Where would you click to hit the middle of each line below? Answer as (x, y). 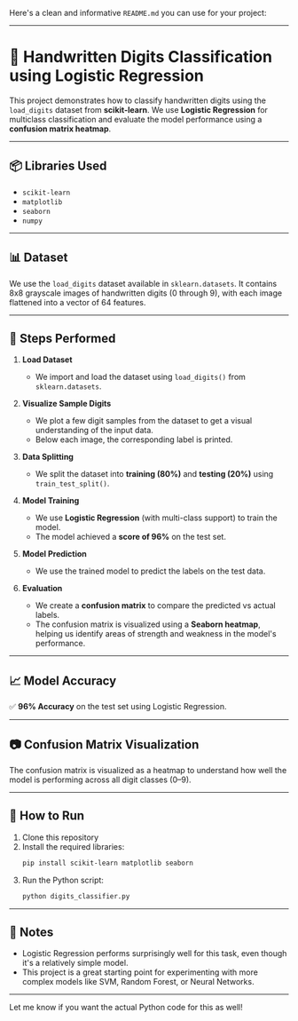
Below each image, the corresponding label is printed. (134, 439)
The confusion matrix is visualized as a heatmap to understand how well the (148, 770)
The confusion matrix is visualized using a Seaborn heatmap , (148, 624)
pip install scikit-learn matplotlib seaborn (107, 863)
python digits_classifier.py (76, 896)
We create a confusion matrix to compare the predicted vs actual (156, 605)
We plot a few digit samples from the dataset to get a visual (144, 421)
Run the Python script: (63, 880)
